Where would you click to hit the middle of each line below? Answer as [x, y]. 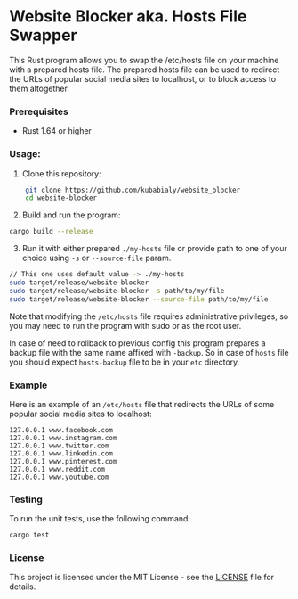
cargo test [29, 535]
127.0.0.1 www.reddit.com [57, 469]
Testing [26, 499]
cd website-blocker [61, 198]
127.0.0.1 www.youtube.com [59, 477]
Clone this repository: [61, 173]
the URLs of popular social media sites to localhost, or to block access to [143, 78]
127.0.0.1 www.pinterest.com [63, 461]
